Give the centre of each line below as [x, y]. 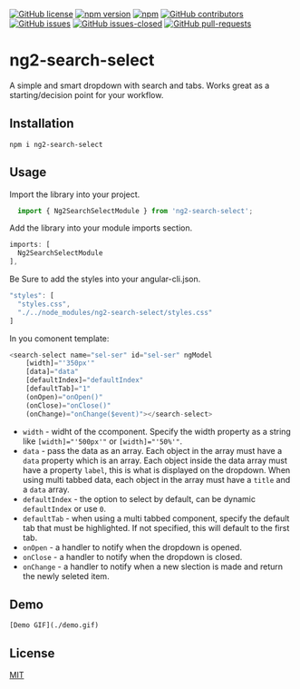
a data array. [46, 489]
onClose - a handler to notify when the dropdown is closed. [132, 556]
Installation [42, 124]
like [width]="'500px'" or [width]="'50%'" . [102, 441]
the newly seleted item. [66, 576]
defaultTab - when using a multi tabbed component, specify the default [156, 518]
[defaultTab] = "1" [58, 389]
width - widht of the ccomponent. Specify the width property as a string [157, 431]
